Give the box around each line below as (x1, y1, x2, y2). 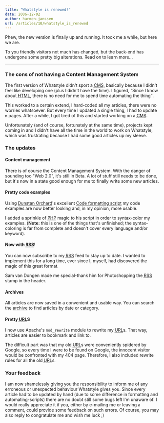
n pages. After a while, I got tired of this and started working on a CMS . (5, 112, 148, 118)
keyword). (5, 230, 25, 236)
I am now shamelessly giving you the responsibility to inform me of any (5, 381, 148, 387)
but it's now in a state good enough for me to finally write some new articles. (5, 178, 159, 184)
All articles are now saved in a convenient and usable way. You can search (5, 300, 155, 306)
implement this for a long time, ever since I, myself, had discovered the (5, 258, 147, 264)
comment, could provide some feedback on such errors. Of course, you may (5, 407, 159, 413)
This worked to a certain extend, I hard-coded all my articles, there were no (5, 102, 157, 108)
